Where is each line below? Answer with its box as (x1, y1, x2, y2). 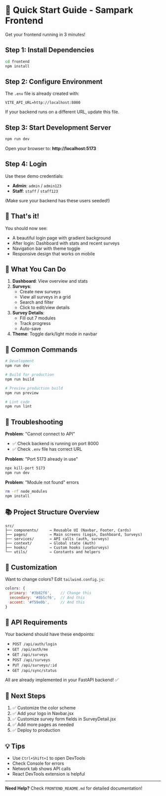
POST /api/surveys (12, 658, 50, 663)
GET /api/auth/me (12, 647, 48, 652)
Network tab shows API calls (12, 766, 71, 772)
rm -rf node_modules (5, 489, 48, 494)
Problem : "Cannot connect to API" (5, 431, 76, 437)
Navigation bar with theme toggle (12, 245, 81, 251)
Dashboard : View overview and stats (12, 278, 88, 284)
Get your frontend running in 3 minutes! (5, 31, 85, 37)
